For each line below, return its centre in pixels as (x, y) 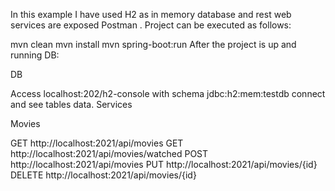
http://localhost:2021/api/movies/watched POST (109, 153)
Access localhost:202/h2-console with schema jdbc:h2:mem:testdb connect (168, 93)
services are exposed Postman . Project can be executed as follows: (151, 25)
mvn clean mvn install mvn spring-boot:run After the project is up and (153, 44)
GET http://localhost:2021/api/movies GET (97, 143)
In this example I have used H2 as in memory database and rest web (151, 14)
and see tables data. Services (71, 104)
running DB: (35, 55)
